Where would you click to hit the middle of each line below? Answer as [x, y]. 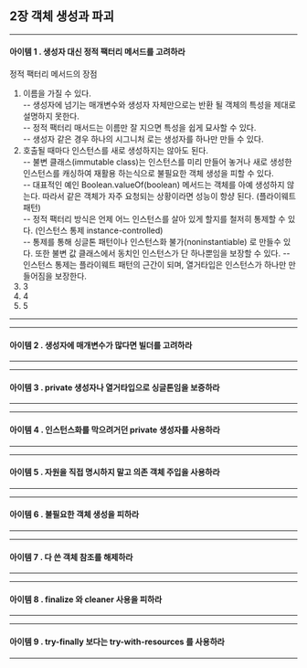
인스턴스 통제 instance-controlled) [101, 230]
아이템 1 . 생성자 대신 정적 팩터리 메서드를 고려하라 [97, 52]
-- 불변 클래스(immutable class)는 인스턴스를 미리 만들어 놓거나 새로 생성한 [157, 162]
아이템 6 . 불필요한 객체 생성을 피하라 [74, 514]
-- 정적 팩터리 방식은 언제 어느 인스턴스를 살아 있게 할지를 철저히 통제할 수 [154, 219]
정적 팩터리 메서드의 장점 [53, 74]
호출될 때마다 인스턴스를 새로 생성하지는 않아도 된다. [115, 151]
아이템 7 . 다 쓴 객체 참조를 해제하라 [71, 557]
